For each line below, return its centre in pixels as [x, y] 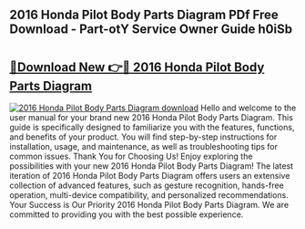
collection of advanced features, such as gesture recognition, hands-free [147, 185]
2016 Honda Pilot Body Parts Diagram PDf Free [144, 15]
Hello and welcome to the [248, 108]
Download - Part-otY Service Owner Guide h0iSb [151, 30]
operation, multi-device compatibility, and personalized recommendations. [149, 195]
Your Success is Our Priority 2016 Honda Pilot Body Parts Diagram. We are [149, 205]
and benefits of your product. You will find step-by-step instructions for [143, 137]
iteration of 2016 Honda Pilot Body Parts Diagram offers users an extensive [150, 176]
